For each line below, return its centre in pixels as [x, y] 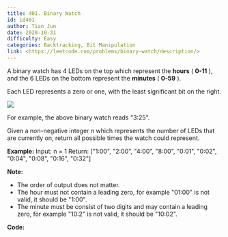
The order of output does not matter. [69, 184]
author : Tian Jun [32, 26]
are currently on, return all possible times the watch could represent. [103, 138]
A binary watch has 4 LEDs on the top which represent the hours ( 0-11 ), [110, 71]
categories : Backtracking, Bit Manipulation [71, 45]
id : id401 [21, 20]
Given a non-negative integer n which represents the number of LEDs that [111, 130]
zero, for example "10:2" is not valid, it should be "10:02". [97, 214]
